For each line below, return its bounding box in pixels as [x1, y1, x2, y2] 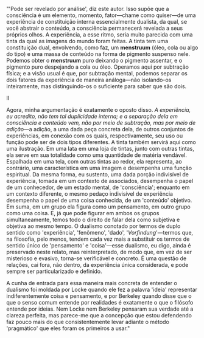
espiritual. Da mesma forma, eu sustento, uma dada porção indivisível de [6, 171, 189, 178]
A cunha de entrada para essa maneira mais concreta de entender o [6, 280, 178, 286]
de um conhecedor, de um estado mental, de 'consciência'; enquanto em [6, 184, 190, 191]
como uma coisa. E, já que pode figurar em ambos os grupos [6, 210, 160, 216]
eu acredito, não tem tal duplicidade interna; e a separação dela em [6, 112, 178, 120]
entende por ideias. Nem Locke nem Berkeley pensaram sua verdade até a [6, 305, 194, 312]
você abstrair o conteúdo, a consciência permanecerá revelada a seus [6, 24, 183, 32]
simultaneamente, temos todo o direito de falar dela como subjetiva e [6, 216, 180, 223]
